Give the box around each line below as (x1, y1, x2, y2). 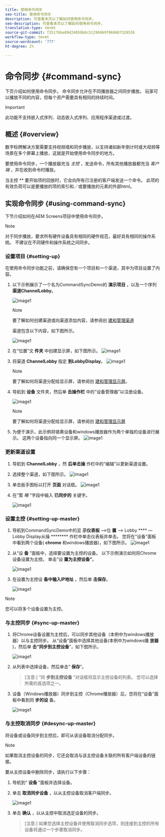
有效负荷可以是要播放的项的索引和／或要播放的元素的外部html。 (5, 183, 135, 190)
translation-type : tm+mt (5, 26, 56, 31)
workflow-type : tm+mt (5, 35, 50, 40)
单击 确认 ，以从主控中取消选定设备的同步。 (12, 810, 101, 816)
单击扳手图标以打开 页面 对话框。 (12, 481, 80, 488)
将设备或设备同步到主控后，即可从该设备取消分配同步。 (5, 732, 117, 738)
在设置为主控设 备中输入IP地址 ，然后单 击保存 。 (12, 576, 110, 582)
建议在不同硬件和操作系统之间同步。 (19, 239, 92, 245)
